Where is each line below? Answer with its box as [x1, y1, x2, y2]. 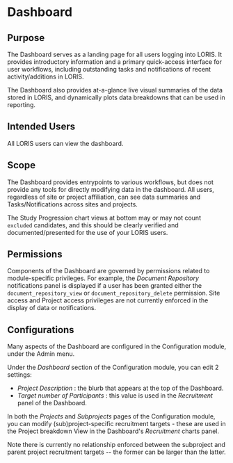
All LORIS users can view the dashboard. [7, 139, 124, 147]
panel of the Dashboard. [17, 399, 87, 407]
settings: [7, 371, 33, 379]
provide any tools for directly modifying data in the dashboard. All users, [7, 185, 214, 193]
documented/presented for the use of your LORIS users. [7, 228, 168, 236]
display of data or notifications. [7, 304, 97, 312]
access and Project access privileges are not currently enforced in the [7, 296, 209, 304]
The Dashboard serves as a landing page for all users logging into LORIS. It [7, 50, 223, 58]
